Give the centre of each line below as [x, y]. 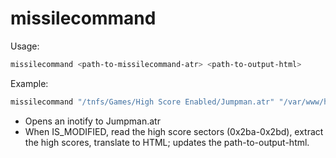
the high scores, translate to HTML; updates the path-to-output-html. [167, 142]
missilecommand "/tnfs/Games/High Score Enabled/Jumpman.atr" [142, 102]
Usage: [25, 46]
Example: [29, 83]
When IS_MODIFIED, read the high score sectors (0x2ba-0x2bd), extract [174, 131]
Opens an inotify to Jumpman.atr [92, 121]
